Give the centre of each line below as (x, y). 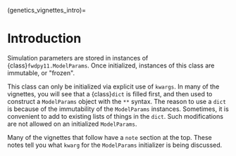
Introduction (44, 39)
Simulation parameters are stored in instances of (78, 58)
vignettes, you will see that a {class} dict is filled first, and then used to (110, 93)
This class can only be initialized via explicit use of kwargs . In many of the (113, 86)
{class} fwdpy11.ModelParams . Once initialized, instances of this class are (111, 65)
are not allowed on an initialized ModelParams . (72, 124)
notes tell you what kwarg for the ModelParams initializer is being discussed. (115, 145)
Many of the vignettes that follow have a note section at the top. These (110, 137)
